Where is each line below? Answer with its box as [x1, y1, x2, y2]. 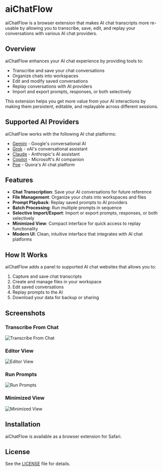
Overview [5, 45, 36, 53]
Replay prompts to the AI [12, 289, 63, 295]
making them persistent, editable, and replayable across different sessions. [5, 103, 159, 109]
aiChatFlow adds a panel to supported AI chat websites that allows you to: [5, 264, 156, 270]
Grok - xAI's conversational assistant [12, 146, 88, 152]
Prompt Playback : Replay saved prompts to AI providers [12, 200, 128, 206]
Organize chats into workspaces [12, 73, 78, 79]
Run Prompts [5, 371, 37, 378]
